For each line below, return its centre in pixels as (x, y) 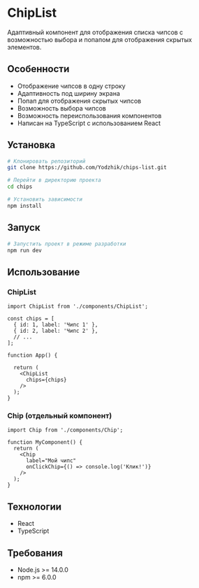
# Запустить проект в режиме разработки (67, 244)
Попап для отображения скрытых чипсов (79, 101)
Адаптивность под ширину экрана (69, 93)
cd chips (20, 187)
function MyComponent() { (45, 443)
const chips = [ (31, 319)
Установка (31, 145)
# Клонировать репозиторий (46, 161)
